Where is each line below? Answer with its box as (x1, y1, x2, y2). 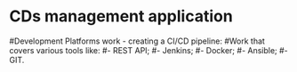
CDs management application (9, 6, 233, 27)
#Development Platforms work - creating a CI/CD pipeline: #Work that (9, 36, 265, 46)
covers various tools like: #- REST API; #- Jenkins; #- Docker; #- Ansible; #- (9, 44, 289, 55)
